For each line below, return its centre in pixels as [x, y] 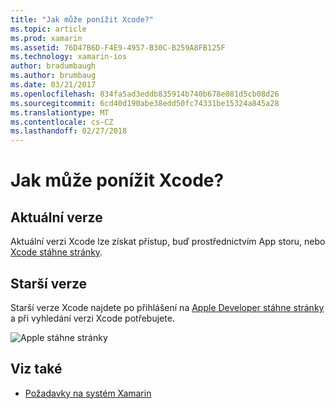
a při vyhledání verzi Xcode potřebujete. [92, 318]
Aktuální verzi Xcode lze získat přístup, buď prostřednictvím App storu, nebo [168, 242]
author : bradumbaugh [53, 66]
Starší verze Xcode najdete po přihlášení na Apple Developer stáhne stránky [167, 307]
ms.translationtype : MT [60, 112]
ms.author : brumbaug [53, 76]
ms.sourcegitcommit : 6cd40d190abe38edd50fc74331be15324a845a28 [145, 103]
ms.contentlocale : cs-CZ [62, 122]
